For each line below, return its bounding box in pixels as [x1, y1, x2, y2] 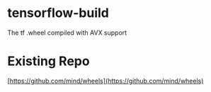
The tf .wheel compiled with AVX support [7, 28, 127, 37]
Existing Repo [7, 53, 90, 69]
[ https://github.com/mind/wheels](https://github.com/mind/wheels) [7, 76, 204, 85]
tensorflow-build [7, 5, 110, 21]
